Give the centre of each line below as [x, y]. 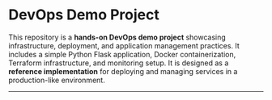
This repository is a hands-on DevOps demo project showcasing [117, 37]
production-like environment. [57, 80]
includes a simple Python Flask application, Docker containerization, [122, 54]
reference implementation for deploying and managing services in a [123, 71]
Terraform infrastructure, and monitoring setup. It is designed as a [119, 63]
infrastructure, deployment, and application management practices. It [124, 45]
